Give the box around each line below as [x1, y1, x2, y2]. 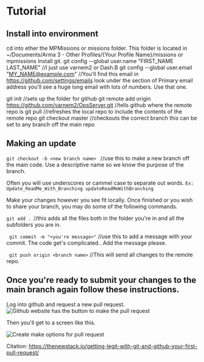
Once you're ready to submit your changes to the [6, 275, 197, 285]
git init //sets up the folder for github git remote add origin [6, 95, 151, 102]
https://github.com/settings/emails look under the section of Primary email [6, 77, 193, 84]
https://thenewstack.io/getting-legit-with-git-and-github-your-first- [28, 342, 198, 350]
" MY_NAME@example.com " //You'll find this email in [6, 70, 139, 77]
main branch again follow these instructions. [6, 284, 180, 295]
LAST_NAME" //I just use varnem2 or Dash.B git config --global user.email [6, 64, 192, 71]
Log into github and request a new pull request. [6, 301, 125, 308]
